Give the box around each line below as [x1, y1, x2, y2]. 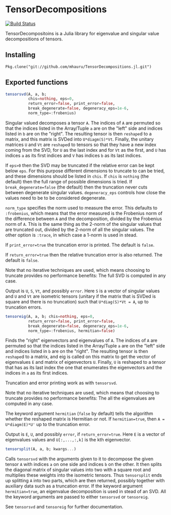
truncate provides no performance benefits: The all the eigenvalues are [5, 395, 155, 402]
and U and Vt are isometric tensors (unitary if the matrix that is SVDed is [5, 293, 156, 299]
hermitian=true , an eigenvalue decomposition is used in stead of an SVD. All [5, 488, 166, 495]
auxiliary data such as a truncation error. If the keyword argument [5, 483, 143, 489]
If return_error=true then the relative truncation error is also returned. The [5, 251, 162, 257]
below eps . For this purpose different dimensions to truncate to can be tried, [5, 168, 165, 174]
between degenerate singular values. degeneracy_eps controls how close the [5, 189, 166, 195]
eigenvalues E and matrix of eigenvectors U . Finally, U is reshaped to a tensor [5, 359, 166, 365]
